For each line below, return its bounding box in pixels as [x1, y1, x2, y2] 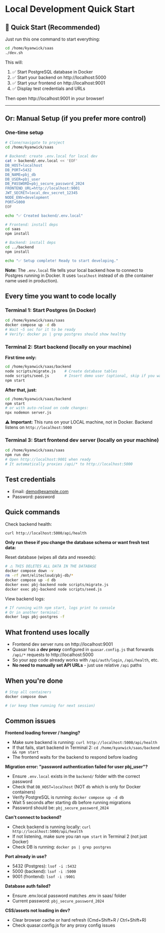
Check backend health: [5, 521, 53, 527]
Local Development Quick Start [5, 3, 135, 15]
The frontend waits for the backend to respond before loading [12, 754, 137, 760]
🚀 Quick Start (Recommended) [5, 23, 101, 32]
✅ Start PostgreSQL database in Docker [12, 69, 93, 75]
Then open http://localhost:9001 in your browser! [5, 95, 105, 101]
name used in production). [5, 277, 59, 283]
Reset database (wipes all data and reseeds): [5, 554, 97, 560]
